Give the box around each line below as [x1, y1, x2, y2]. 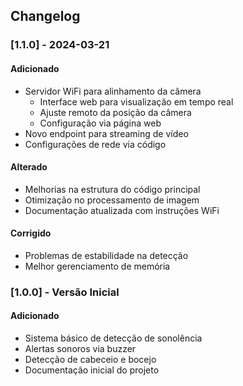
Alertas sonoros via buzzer [24, 343, 137, 355]
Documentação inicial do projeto [24, 364, 160, 376]
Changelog [10, 8, 81, 25]
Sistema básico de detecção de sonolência [24, 332, 203, 344]
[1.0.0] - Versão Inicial [10, 285, 120, 299]
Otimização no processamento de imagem [24, 194, 200, 206]
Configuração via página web [39, 117, 162, 129]
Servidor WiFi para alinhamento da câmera [24, 85, 202, 97]
